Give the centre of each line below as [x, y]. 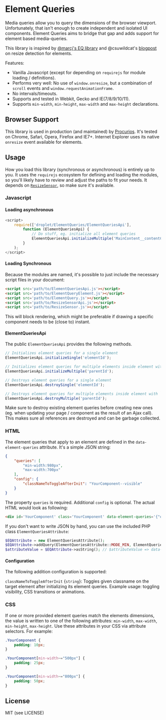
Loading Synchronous [28, 263]
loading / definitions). [34, 78]
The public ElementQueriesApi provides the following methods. [69, 344]
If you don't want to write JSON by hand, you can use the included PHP [78, 526]
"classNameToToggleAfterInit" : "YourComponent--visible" [83, 484]
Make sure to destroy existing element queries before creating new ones [79, 408]
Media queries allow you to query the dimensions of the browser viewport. [81, 23]
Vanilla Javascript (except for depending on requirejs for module [79, 72]
